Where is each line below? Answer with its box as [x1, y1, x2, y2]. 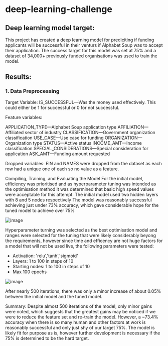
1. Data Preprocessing [5, 88, 60, 95]
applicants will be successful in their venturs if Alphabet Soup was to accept [5, 42, 163, 48]
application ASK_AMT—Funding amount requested [5, 151, 110, 157]
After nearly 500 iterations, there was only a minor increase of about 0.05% [5, 288, 161, 294]
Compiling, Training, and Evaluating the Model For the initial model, [5, 175, 144, 181]
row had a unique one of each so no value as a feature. [5, 166, 119, 172]
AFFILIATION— [117, 124, 149, 130]
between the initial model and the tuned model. [5, 293, 103, 299]
